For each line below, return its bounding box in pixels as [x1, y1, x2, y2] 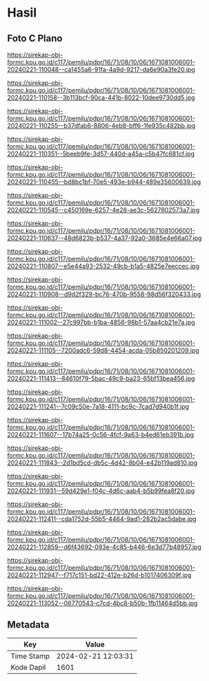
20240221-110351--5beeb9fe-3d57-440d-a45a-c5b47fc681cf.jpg [7, 150, 195, 158]
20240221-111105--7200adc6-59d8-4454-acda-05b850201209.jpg [7, 346, 200, 354]
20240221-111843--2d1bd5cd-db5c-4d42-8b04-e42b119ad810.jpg [7, 458, 198, 467]
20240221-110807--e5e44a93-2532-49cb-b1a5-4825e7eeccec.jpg [7, 262, 200, 270]
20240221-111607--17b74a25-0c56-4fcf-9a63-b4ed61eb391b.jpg [7, 431, 195, 438]
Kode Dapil [10, 662, 46, 672]
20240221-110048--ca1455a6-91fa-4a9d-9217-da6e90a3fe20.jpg [7, 66, 195, 73]
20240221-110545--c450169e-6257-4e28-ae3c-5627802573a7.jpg [7, 206, 200, 214]
